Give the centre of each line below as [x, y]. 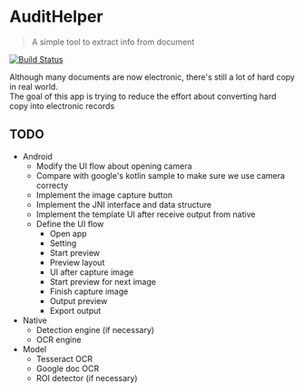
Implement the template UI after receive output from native [146, 214]
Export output [75, 310]
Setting [63, 243]
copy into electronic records [62, 105]
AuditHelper [56, 17]
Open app [69, 233]
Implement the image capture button [104, 195]
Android [37, 156]
